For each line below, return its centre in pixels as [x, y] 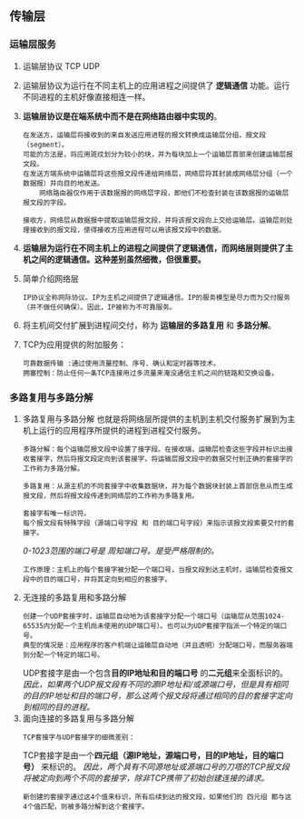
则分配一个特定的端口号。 [63, 654]
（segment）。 [45, 145]
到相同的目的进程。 [59, 706]
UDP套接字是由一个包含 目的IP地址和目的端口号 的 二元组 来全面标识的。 [155, 673]
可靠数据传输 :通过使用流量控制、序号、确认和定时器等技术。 [121, 363]
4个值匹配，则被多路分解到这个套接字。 [85, 806]
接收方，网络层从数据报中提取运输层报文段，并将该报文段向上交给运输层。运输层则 [154, 220]
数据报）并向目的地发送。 [63, 183]
